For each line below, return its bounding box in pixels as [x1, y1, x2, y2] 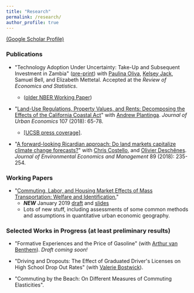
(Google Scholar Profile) [6, 36, 64, 43]
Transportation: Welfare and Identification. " [14, 193, 119, 200]
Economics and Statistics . [14, 82, 78, 89]
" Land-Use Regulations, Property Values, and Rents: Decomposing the [14, 105, 185, 112]
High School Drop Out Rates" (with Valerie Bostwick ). [14, 264, 144, 271]
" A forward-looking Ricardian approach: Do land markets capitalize [14, 140, 176, 147]
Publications [6, 50, 43, 59]
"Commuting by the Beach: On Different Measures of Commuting [14, 275, 172, 282]
